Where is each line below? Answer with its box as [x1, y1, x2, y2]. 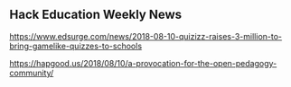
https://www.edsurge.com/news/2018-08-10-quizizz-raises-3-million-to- [9, 30, 283, 41]
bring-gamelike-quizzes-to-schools [9, 40, 143, 51]
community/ [9, 67, 54, 78]
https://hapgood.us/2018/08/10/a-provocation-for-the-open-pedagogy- [9, 57, 277, 68]
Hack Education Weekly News [9, 7, 183, 22]
